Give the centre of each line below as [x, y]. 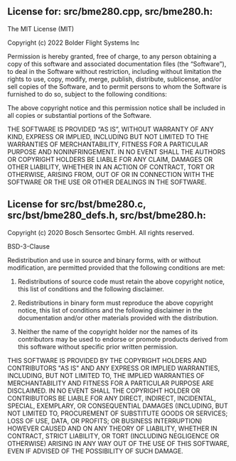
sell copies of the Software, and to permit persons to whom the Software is [117, 86]
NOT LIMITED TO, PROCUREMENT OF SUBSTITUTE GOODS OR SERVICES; [118, 413]
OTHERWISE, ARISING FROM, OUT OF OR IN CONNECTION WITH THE [111, 174]
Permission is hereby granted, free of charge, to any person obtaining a [112, 56]
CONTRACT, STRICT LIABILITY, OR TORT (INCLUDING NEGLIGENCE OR [113, 435]
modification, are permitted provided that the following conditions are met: [116, 267]
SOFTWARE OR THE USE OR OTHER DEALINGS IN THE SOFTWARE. [107, 182]
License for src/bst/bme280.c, [77, 204]
